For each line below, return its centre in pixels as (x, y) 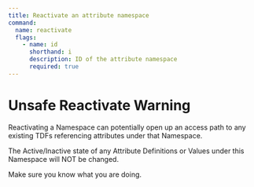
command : (22, 23)
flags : (26, 37)
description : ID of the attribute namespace (103, 60)
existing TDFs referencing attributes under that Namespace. (105, 135)
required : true (54, 67)
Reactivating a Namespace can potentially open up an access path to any (127, 127)
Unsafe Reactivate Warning (99, 105)
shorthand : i (50, 52)
